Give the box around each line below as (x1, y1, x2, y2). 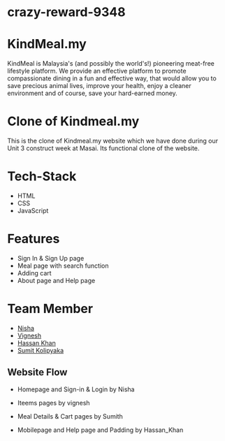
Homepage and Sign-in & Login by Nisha (17, 385, 135, 393)
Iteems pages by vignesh (17, 398, 90, 407)
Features (7, 231, 60, 247)
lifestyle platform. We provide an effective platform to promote (7, 67, 187, 75)
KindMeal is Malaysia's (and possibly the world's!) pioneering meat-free (7, 59, 215, 68)
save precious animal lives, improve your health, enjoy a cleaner (7, 82, 191, 90)
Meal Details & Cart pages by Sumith (17, 412, 124, 420)
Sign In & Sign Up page (17, 254, 85, 262)
